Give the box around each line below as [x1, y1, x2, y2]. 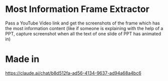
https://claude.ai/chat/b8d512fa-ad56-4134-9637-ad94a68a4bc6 [5, 70, 141, 76]
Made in [5, 53, 40, 65]
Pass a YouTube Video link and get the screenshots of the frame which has [5, 20, 160, 26]
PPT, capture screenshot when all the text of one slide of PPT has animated [5, 30, 161, 36]
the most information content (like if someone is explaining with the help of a [5, 25, 163, 31]
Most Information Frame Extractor [5, 3, 149, 15]
